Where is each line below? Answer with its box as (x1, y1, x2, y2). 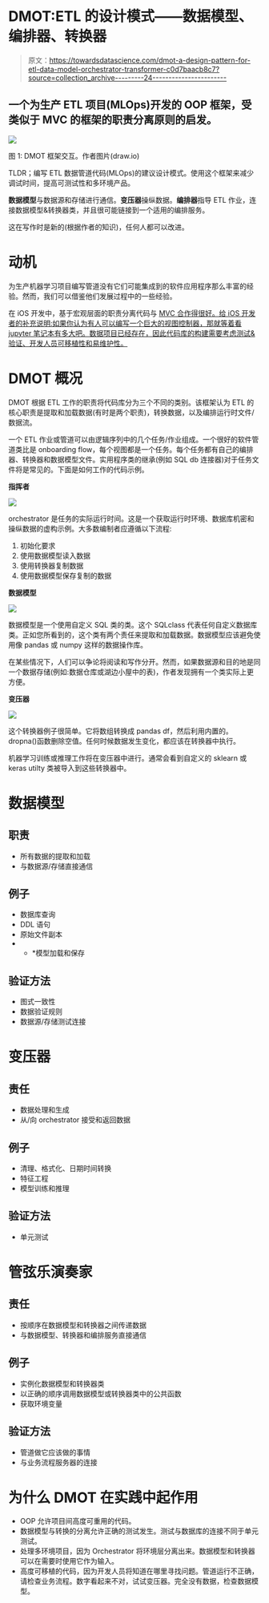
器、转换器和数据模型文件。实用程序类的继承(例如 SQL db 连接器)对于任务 (8, 454, 252, 464)
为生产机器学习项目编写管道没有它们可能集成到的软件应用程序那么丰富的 (8, 281, 247, 291)
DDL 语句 (19, 919, 50, 930)
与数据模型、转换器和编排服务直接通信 (19, 1330, 147, 1339)
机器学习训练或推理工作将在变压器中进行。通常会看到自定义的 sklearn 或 (8, 753, 247, 762)
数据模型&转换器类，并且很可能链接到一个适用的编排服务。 (14, 205, 210, 215)
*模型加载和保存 (31, 948, 86, 958)
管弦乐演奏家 (8, 1263, 94, 1282)
